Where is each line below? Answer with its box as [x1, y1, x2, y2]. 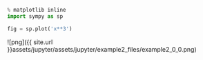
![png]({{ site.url [7, 38, 53, 46]
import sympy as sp [7, 12, 64, 20]
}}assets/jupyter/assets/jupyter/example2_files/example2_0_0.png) [7, 45, 197, 53]
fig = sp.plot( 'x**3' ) [7, 25, 72, 32]
